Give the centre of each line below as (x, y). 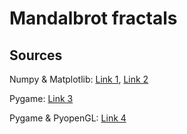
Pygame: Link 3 (41, 98)
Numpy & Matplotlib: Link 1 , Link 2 (79, 79)
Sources (36, 55)
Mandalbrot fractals (93, 18)
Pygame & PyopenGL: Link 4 (68, 118)
